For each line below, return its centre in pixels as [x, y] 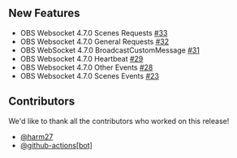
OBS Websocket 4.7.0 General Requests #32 [94, 41]
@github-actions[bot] [56, 145]
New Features [44, 13]
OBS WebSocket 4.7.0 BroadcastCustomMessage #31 [110, 50]
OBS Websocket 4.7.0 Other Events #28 [86, 67]
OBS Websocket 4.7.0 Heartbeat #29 [82, 58]
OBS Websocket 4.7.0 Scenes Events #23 [90, 75]
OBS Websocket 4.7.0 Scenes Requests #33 [94, 32]
